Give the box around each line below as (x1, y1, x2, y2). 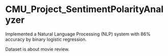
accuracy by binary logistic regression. (5, 36, 87, 42)
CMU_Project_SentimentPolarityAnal (5, 4, 164, 15)
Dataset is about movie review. (5, 46, 70, 52)
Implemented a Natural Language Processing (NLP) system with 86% (5, 31, 151, 37)
